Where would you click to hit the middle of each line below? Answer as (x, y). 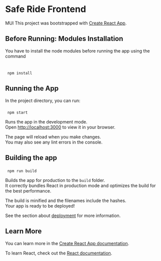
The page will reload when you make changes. (53, 136)
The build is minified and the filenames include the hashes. (66, 200)
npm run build (22, 171)
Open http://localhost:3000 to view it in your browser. (60, 127)
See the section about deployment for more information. (63, 215)
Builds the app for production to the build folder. (55, 180)
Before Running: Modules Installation (64, 39)
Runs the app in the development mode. (46, 121)
